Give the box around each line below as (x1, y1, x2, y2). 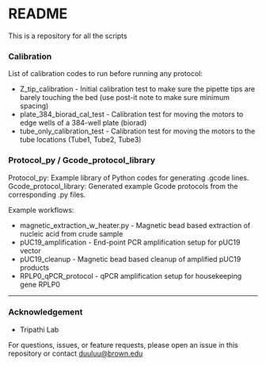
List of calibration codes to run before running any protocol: (8, 69, 203, 79)
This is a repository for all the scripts (8, 31, 128, 40)
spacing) (19, 101, 49, 111)
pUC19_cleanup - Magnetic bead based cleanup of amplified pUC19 (19, 254, 241, 264)
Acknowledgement (8, 306, 83, 318)
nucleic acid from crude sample (19, 229, 123, 238)
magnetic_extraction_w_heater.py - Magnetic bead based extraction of (19, 220, 251, 230)
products (19, 263, 50, 272)
